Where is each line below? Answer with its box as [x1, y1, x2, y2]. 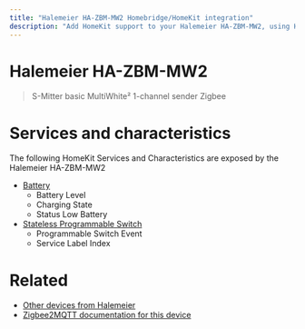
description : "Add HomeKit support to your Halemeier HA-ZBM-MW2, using [9, 22, 290, 31]
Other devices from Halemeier [22, 300, 136, 311]
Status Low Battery [35, 209, 108, 220]
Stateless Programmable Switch [22, 219, 143, 230]
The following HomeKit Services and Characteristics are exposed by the [9, 153, 280, 164]
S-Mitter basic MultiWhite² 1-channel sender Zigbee [31, 91, 227, 102]
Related [9, 270, 68, 291]
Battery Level [35, 190, 86, 201]
